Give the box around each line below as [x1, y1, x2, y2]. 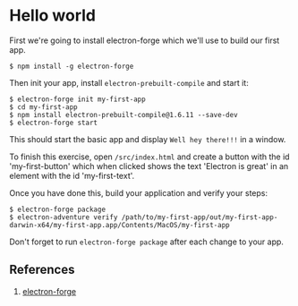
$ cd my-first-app [9, 102, 78, 112]
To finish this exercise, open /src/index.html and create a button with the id [9, 151, 290, 162]
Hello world [9, 5, 97, 26]
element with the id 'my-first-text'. [9, 170, 135, 181]
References [9, 262, 75, 277]
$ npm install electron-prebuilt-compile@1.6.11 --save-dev [9, 110, 239, 119]
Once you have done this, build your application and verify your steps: [9, 187, 268, 198]
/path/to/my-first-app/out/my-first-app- [121, 212, 278, 222]
